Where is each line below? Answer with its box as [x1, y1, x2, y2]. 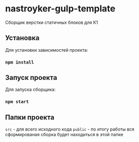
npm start [5, 99, 29, 105]
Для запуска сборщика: [5, 86, 56, 92]
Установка [5, 34, 40, 42]
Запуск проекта [5, 73, 57, 82]
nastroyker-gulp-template [5, 3, 116, 14]
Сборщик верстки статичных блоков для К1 [5, 19, 98, 25]
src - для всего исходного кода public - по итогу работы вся [5, 126, 135, 132]
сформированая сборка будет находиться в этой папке [5, 132, 124, 138]
